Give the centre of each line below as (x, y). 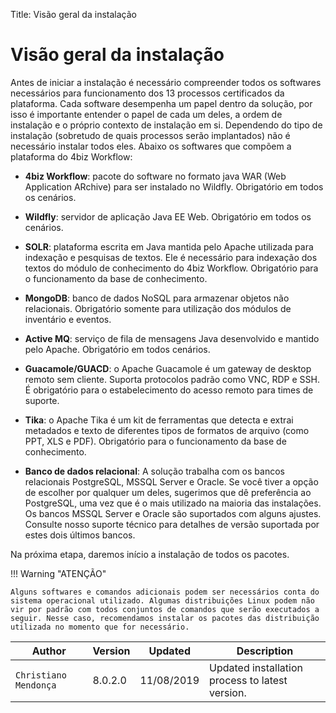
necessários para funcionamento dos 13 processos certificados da (147, 93)
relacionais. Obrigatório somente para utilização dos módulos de (158, 308)
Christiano (41, 675)
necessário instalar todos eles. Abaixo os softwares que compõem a (151, 146)
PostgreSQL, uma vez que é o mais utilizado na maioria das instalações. (173, 503)
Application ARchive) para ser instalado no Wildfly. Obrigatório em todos (174, 186)
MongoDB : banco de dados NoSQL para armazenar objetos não (157, 298)
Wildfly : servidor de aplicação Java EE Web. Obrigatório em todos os (168, 216)
